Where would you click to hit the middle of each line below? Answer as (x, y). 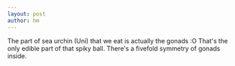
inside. (17, 56)
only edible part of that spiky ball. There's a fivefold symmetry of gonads (114, 48)
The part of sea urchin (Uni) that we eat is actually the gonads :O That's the (118, 40)
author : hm (23, 21)
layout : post (27, 14)
